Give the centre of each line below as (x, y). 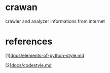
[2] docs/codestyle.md (28, 65)
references (29, 42)
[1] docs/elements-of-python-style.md (45, 55)
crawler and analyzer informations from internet (55, 21)
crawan (22, 7)
